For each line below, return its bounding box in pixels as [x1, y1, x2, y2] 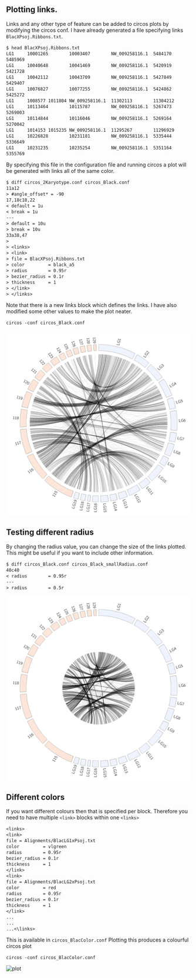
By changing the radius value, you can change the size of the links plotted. [6, 543, 187, 550]
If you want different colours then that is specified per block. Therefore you [6, 808, 188, 815]
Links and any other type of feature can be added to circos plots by [6, 20, 169, 27]
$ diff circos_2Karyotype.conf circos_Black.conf [6, 179, 130, 185]
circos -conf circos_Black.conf [6, 320, 85, 326]
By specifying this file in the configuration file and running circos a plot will [6, 161, 187, 168]
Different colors [6, 792, 65, 802]
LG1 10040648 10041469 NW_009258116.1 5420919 [6, 62, 172, 68]
